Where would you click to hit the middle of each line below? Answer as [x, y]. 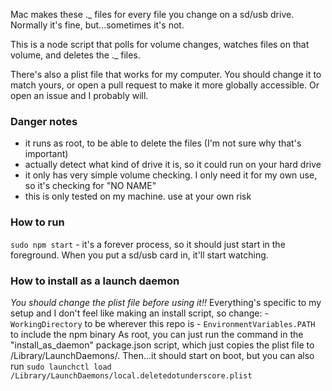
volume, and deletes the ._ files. [75, 55]
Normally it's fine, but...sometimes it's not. [97, 25]
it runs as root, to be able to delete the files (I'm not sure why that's [163, 143]
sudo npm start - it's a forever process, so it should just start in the [148, 244]
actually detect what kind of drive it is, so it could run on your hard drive [173, 165]
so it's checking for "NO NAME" [90, 186]
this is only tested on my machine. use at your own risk [138, 196]
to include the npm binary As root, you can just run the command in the [157, 334]
